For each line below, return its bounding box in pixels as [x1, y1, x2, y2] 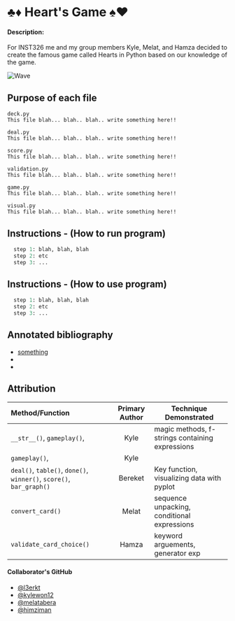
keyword [154, 531, 183, 541]
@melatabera [17, 598, 57, 606]
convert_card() [10, 507, 62, 515]
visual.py [7, 202, 36, 210]
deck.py [7, 110, 30, 117]
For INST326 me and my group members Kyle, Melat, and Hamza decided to [7, 43, 227, 52]
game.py [7, 184, 30, 191]
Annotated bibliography [7, 329, 113, 341]
